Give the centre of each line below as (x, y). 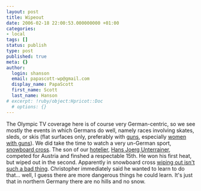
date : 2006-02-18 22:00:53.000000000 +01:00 (63, 23)
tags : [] (17, 40)
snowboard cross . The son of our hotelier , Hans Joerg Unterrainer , (88, 149)
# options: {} (29, 107)
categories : (21, 29)
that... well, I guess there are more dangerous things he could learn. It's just (100, 175)
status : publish (26, 46)
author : (16, 68)
